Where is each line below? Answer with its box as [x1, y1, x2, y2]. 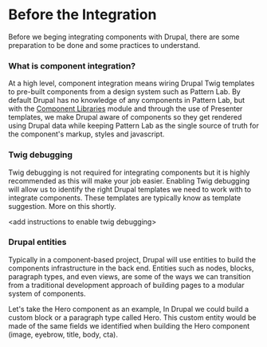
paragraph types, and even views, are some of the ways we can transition [8, 271, 251, 281]
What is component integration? [8, 60, 136, 71]
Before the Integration [8, 6, 157, 24]
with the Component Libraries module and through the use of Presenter [8, 104, 243, 113]
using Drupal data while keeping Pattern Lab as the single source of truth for [8, 121, 259, 131]
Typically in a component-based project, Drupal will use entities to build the [8, 254, 257, 264]
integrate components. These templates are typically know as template [8, 193, 241, 203]
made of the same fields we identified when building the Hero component [8, 321, 250, 330]
